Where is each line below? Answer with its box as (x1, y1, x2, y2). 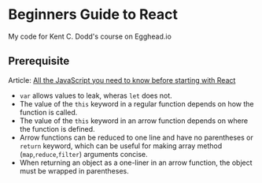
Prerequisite (8, 54, 70, 68)
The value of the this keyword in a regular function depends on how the (19, 99, 254, 108)
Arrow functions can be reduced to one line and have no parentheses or (19, 133, 253, 142)
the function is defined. (19, 124, 96, 133)
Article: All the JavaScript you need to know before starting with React (8, 75, 236, 84)
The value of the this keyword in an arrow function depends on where (19, 116, 249, 125)
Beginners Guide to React (8, 6, 179, 24)
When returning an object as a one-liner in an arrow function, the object (19, 158, 253, 167)
